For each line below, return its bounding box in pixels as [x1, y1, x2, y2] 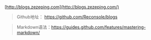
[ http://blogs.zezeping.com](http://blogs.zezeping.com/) [4, 4, 119, 10]
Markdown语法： [16, 24, 52, 30]
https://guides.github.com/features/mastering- [51, 24, 146, 30]
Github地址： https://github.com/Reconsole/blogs [16, 14, 118, 20]
